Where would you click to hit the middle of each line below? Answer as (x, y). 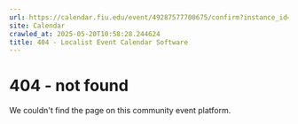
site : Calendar (37, 26)
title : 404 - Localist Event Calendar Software (99, 42)
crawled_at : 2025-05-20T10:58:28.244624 (85, 34)
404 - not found (69, 86)
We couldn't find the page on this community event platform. (120, 111)
